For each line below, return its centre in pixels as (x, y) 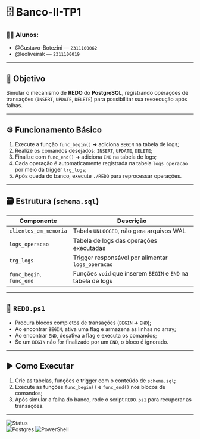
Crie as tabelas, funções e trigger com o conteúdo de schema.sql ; (95, 381)
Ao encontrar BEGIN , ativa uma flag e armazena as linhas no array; (96, 329)
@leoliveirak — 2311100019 (47, 54)
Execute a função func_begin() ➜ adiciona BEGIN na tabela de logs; (97, 144)
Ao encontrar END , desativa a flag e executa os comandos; (86, 335)
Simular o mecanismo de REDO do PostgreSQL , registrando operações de (97, 93)
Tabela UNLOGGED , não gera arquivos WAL (129, 231)
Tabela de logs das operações (115, 240)
